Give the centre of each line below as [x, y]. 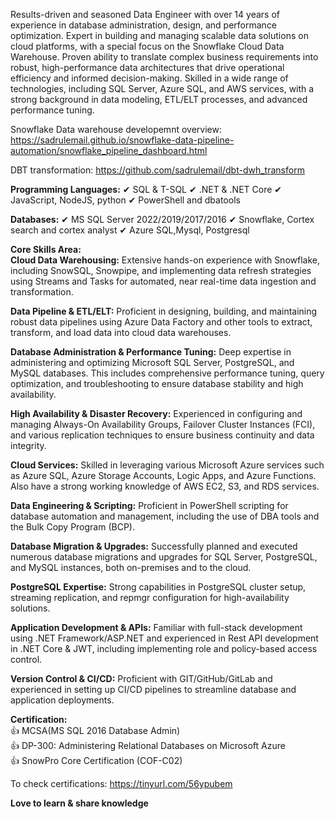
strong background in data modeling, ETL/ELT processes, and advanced [159, 99]
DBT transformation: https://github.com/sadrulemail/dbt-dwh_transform [157, 170]
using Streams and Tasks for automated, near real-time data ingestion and [163, 281]
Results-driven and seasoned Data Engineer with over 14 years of [145, 14]
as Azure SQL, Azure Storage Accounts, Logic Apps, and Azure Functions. [163, 475]
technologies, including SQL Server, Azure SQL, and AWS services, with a [162, 88]
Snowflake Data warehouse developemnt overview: [116, 129]
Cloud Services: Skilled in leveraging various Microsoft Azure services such [167, 465]
